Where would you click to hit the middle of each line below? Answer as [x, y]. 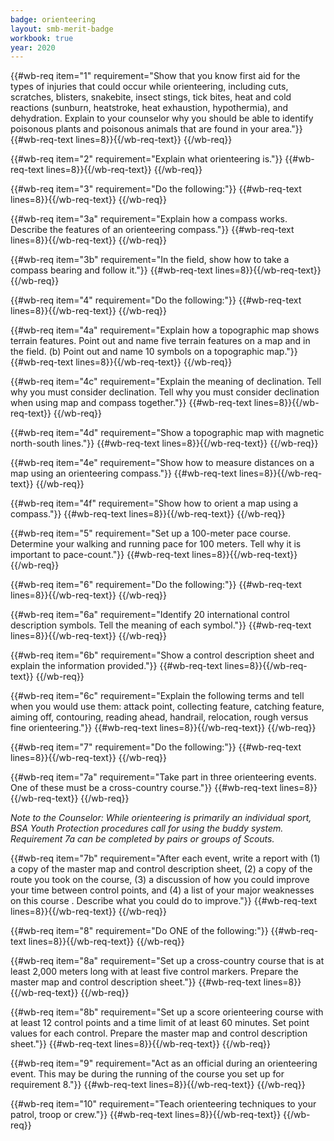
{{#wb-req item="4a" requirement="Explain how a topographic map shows [165, 330]
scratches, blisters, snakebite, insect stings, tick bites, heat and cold [151, 97]
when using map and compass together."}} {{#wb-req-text [131, 403]
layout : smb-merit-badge [62, 29]
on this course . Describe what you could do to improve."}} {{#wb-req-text [163, 901]
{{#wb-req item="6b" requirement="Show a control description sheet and [162, 655]
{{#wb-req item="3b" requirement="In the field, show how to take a [150, 260]
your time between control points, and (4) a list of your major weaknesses [162, 890]
